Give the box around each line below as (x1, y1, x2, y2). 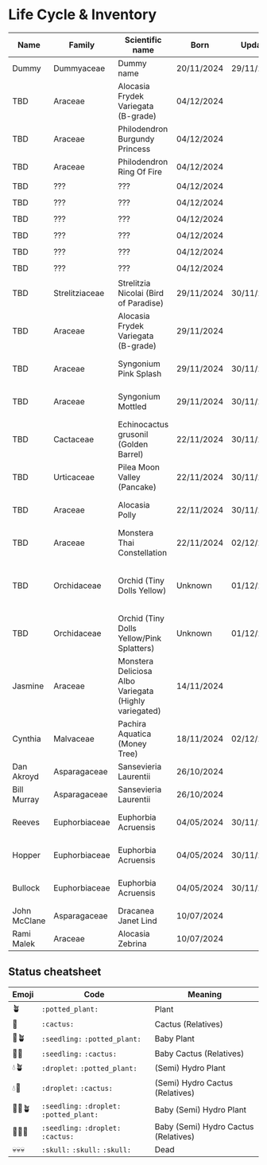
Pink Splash (118, 368, 162, 379)
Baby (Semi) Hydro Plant (154, 1104, 247, 1115)
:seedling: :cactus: (41, 1049, 118, 1058)
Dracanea (118, 905, 155, 916)
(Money (118, 738, 147, 749)
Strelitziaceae (52, 287, 105, 298)
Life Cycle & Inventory (8, 6, 157, 24)
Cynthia (12, 733, 41, 744)
